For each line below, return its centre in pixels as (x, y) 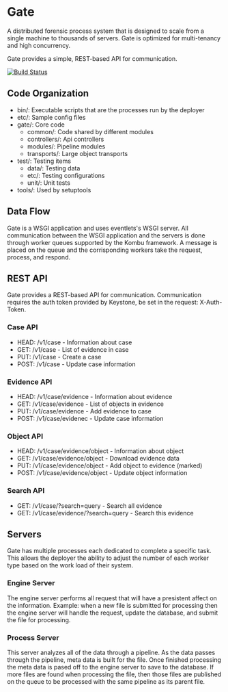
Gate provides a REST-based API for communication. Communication (104, 295)
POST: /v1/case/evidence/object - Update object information (102, 473)
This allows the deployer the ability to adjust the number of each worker (108, 558)
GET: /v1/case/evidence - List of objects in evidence (90, 404)
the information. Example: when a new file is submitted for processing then (112, 605)
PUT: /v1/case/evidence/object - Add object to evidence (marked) (110, 465)
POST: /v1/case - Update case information (76, 364)
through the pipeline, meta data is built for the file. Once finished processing (114, 659)
